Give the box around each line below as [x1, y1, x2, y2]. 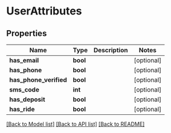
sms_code [9, 85, 39, 94]
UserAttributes [6, 4, 83, 18]
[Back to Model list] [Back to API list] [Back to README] [6, 120, 145, 128]
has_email [9, 56, 39, 64]
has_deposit [9, 95, 45, 104]
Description [93, 46, 128, 54]
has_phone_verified [9, 76, 68, 84]
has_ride [9, 105, 35, 113]
